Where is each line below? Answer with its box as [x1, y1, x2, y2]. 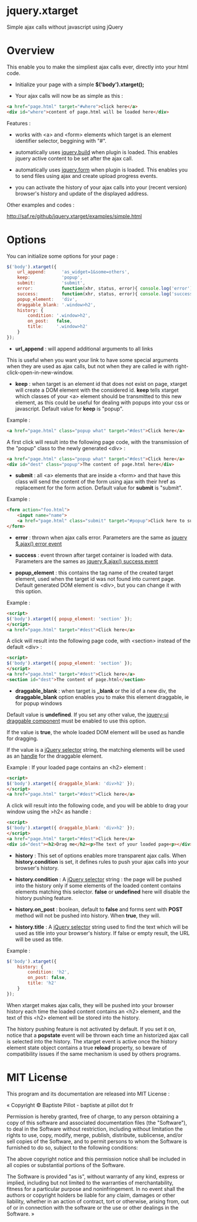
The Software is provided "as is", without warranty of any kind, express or [6, 1173, 185, 1180]
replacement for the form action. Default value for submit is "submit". [15, 484, 183, 491]
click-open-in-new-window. [6, 369, 74, 376]
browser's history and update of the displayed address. [15, 190, 148, 197]
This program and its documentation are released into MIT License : [6, 1090, 170, 1097]
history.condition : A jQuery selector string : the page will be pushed [15, 875, 182, 882]
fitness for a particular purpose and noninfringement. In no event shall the [6, 1185, 185, 1192]
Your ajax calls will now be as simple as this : [15, 92, 123, 99]
